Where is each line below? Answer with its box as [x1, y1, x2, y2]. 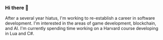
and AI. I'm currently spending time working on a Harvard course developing [5, 26, 159, 31]
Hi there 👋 [5, 4, 29, 11]
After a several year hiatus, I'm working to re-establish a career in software [5, 15, 155, 21]
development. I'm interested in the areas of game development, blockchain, [5, 20, 157, 26]
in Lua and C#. [5, 31, 35, 37]
